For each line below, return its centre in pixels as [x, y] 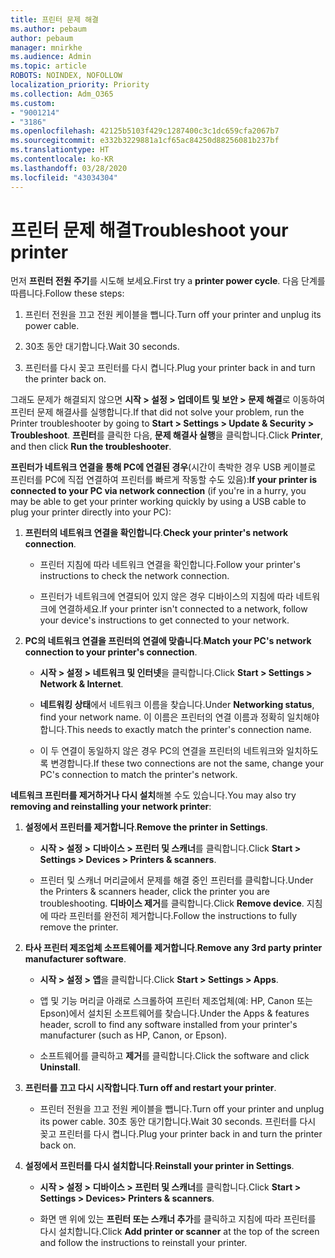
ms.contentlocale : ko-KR [62, 159]
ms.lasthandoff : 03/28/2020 [69, 168]
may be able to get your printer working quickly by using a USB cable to [158, 502]
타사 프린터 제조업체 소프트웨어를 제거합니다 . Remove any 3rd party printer [173, 948]
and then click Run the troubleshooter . [91, 447]
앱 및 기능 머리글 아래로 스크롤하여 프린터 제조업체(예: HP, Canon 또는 [176, 1001]
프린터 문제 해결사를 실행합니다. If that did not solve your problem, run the [157, 412]
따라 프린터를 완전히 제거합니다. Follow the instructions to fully [174, 916]
